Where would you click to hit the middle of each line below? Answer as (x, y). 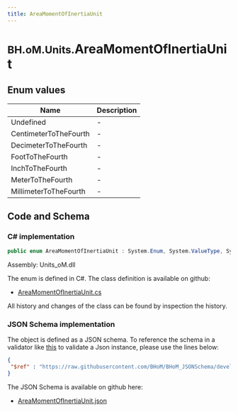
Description (117, 110)
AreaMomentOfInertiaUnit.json (62, 401)
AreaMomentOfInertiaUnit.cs (59, 292)
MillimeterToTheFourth (49, 191)
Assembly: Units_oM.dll (41, 265)
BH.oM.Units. (41, 50)
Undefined (28, 122)
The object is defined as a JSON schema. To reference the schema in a (111, 340)
